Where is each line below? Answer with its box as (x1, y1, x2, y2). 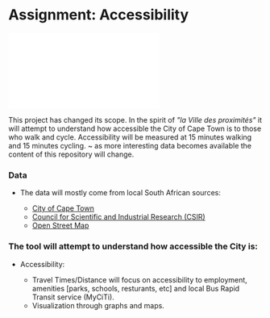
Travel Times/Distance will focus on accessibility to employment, (31, 274, 247, 284)
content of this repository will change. (8, 149, 135, 159)
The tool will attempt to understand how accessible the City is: (8, 241, 258, 252)
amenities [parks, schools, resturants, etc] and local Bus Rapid (31, 283, 240, 293)
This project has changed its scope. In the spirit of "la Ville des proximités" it (8, 115, 262, 124)
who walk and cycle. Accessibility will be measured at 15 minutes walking (8, 132, 252, 142)
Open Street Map (31, 220, 89, 231)
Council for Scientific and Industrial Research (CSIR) (31, 212, 206, 222)
